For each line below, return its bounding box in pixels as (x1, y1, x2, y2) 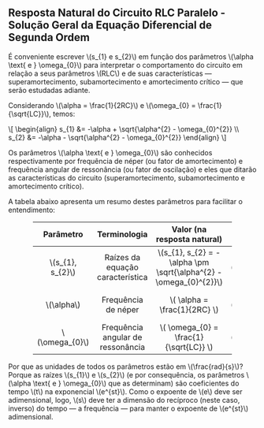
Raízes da (104, 251, 140, 262)
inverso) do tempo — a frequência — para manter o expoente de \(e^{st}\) (8, 404, 249, 413)
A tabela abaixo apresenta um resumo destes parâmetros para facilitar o (8, 196, 243, 206)
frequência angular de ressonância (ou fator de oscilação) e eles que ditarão (8, 165, 257, 174)
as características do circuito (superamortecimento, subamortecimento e (8, 173, 246, 182)
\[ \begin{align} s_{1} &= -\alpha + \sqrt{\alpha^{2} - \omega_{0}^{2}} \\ (8, 124, 240, 133)
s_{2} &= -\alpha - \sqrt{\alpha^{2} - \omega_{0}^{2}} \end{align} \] (8, 132, 227, 142)
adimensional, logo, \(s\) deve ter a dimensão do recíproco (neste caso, (8, 395, 240, 404)
